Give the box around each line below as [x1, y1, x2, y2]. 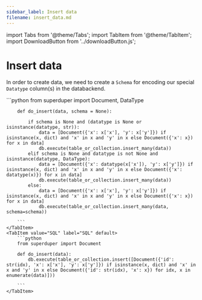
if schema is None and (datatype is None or [28, 119, 142, 125]
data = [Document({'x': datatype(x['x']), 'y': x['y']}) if [38, 161, 194, 168]
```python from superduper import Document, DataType [6, 97, 144, 104]
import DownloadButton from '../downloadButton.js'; [6, 37, 136, 45]
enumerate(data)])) [6, 273, 56, 279]
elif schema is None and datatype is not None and [28, 151, 158, 157]
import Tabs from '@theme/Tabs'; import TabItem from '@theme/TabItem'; [6, 31, 192, 38]
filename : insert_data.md [6, 15, 71, 21]
